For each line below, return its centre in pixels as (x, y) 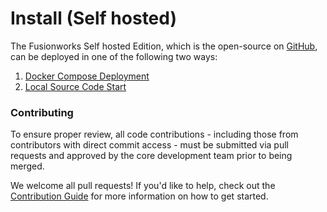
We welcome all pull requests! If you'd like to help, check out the (143, 186)
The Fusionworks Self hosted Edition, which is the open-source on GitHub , (164, 46)
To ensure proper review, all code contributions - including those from (154, 134)
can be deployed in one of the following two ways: (114, 56)
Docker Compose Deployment (87, 76)
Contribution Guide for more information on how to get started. (139, 196)
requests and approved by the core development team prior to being (151, 156)
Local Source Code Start (75, 86)
